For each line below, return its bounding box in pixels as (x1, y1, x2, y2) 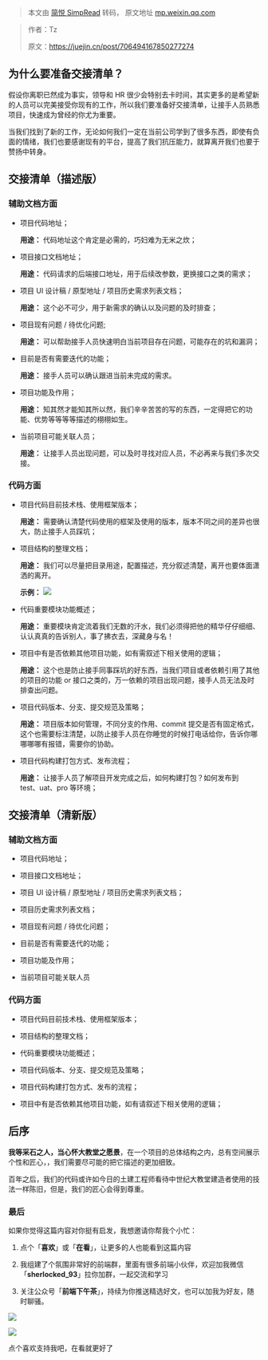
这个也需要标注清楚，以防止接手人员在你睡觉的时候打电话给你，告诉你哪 (19, 729, 258, 739)
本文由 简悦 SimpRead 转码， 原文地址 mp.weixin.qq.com (27, 8, 216, 17)
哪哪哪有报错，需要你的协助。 (19, 739, 118, 748)
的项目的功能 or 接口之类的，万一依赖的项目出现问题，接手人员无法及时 (19, 675, 255, 684)
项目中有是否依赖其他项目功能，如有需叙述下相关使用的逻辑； (19, 648, 223, 657)
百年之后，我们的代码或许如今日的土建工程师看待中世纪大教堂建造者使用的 (8, 1174, 253, 1184)
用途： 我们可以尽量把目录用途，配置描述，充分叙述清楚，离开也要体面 (19, 560, 253, 570)
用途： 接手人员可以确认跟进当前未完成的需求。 (19, 370, 176, 380)
